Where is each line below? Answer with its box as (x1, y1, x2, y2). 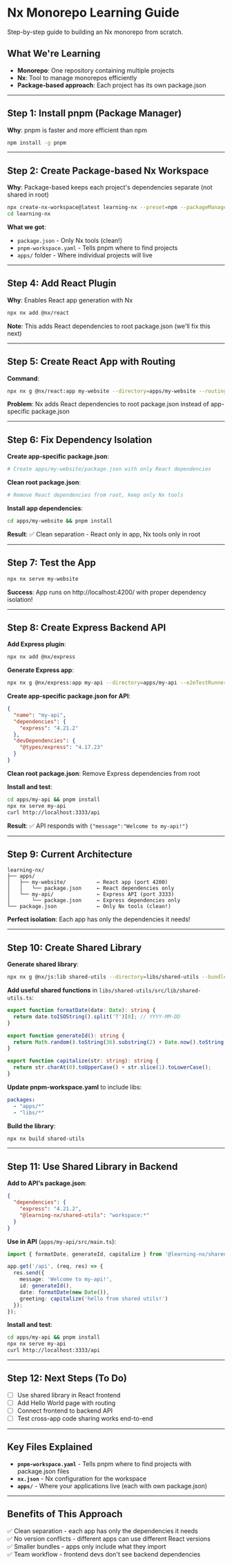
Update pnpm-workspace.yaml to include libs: (7, 1083, 142, 1091)
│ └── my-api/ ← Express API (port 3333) (7, 891, 175, 898)
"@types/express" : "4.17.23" (19, 744, 104, 751)
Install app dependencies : (7, 504, 83, 512)
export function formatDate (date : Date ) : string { (7, 1007, 156, 1014)
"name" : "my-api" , (13, 712, 67, 718)
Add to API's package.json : (7, 1179, 87, 1188)
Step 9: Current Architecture (7, 848, 133, 860)
